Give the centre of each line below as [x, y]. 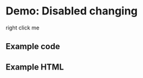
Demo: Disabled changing [72, 11]
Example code [33, 46]
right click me [23, 28]
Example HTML [35, 67]
